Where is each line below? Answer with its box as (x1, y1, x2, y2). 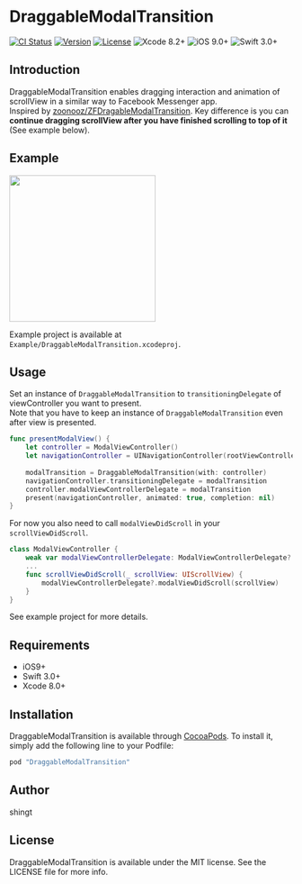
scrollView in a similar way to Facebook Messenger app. (9, 96, 218, 106)
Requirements (9, 637, 90, 652)
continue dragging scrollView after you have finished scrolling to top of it (9, 114, 288, 125)
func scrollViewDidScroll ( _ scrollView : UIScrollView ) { (25, 570, 244, 579)
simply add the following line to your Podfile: (9, 741, 173, 751)
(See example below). (9, 124, 90, 135)
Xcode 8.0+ (22, 680, 67, 691)
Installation (9, 706, 74, 722)
